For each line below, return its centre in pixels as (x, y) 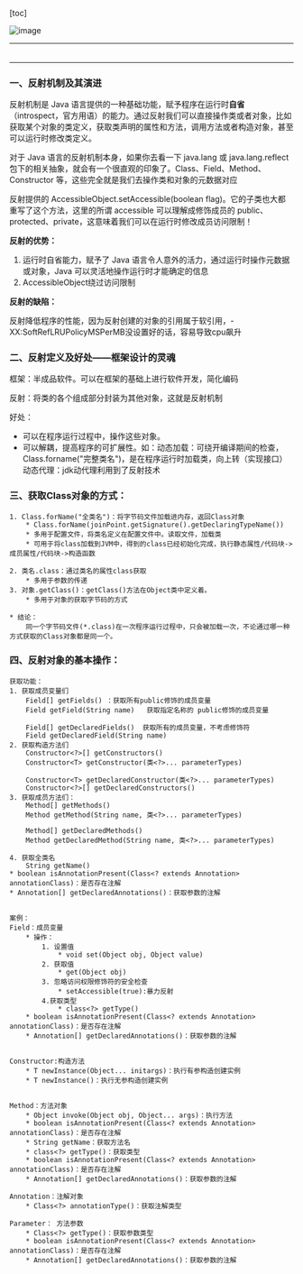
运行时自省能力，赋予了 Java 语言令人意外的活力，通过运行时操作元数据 (156, 260)
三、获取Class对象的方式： (68, 496)
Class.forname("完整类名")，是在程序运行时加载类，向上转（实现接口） (155, 459)
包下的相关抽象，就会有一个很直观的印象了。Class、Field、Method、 (138, 168)
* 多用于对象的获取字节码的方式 (77, 600)
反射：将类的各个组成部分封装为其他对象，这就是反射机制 (116, 398)
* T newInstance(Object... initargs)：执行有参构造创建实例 (133, 1071)
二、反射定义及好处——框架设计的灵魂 (92, 357)
